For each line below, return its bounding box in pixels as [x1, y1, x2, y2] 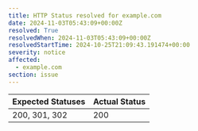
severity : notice [8, 48, 66, 56]
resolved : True [8, 26, 59, 34]
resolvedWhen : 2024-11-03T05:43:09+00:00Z [8, 33, 151, 42]
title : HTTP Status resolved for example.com [8, 11, 161, 20]
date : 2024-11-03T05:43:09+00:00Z [8, 19, 123, 27]
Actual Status [92, 96, 146, 107]
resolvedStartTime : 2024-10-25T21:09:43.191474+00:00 [8, 41, 191, 49]
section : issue [8, 71, 59, 79]
